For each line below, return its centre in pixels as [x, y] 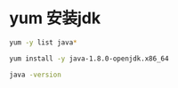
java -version [36, 75]
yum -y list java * [43, 42]
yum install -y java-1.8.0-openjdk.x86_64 [89, 59]
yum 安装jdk [55, 18]
